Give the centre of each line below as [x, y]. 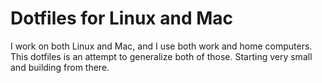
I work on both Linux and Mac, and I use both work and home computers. [161, 46]
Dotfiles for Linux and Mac [121, 18]
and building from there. [60, 67]
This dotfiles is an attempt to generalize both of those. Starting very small [161, 56]
